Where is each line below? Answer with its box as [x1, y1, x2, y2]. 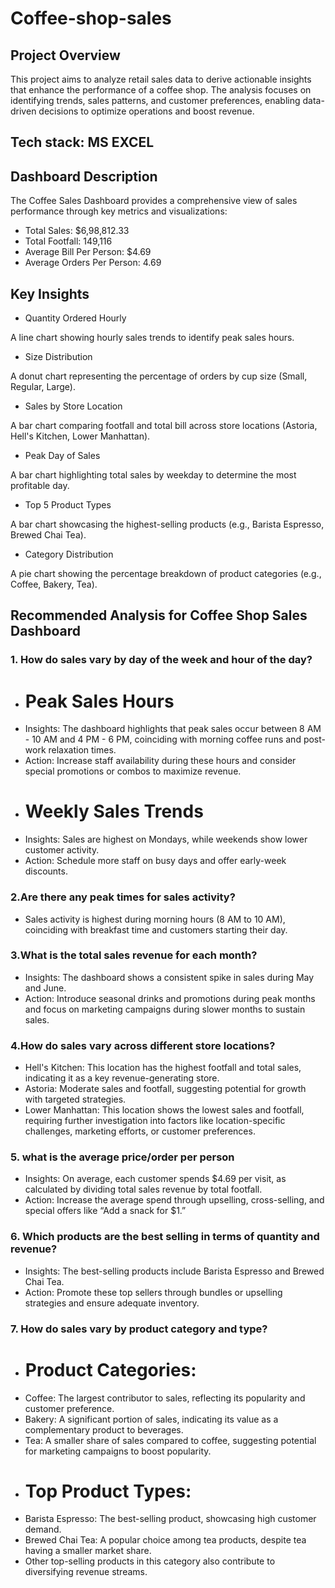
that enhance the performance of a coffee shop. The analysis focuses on [10, 84, 312, 96]
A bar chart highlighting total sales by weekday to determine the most [10, 469, 297, 481]
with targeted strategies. [24, 1093, 127, 1106]
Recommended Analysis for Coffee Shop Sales [10, 607, 308, 624]
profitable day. [10, 480, 70, 492]
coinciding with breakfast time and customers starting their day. [24, 923, 288, 936]
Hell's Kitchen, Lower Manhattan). [10, 430, 151, 442]
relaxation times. [48, 744, 117, 756]
